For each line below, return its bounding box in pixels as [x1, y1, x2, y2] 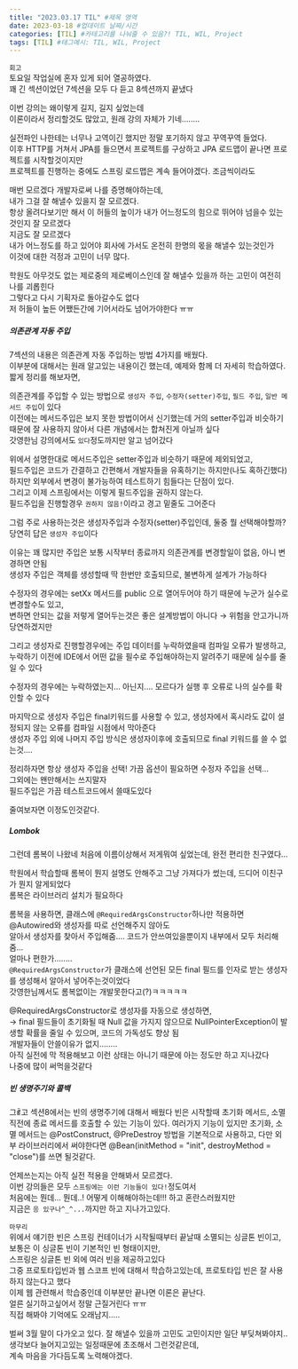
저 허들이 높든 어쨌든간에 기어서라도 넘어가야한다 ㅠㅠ [9, 304, 194, 314]
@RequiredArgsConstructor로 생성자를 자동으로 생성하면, [9, 1005, 212, 1017]
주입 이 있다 [25, 401, 62, 413]
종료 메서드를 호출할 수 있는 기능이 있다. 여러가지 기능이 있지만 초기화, [32, 1118, 274, 1128]
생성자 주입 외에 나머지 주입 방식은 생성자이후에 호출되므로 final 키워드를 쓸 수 [9, 733, 278, 744]
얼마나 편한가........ [9, 954, 73, 964]
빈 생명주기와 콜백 [9, 1082, 71, 1093]
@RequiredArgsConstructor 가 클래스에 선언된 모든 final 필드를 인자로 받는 [9, 964, 264, 975]
